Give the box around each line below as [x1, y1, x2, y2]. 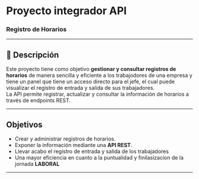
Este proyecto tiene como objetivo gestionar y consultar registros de [6, 66, 176, 73]
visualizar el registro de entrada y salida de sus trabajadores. [6, 84, 155, 92]
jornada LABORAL [14, 161, 60, 168]
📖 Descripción [6, 50, 59, 60]
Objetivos [6, 119, 43, 129]
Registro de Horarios [6, 25, 67, 34]
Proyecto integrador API [6, 4, 127, 18]
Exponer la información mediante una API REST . [14, 142, 133, 149]
